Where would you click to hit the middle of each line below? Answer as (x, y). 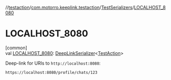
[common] (16, 48)
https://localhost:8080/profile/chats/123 (51, 72)
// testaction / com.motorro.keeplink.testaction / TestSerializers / (70, 7)
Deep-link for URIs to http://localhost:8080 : (53, 63)
